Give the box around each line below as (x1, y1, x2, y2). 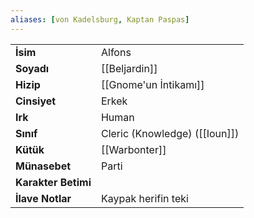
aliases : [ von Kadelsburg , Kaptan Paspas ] (10, 14, 190, 25)
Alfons (100, 45, 132, 59)
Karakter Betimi (15, 175, 92, 189)
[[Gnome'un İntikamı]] (100, 77, 205, 91)
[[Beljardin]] (100, 61, 158, 75)
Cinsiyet (15, 94, 57, 108)
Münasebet (15, 159, 72, 173)
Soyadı (15, 61, 50, 75)
